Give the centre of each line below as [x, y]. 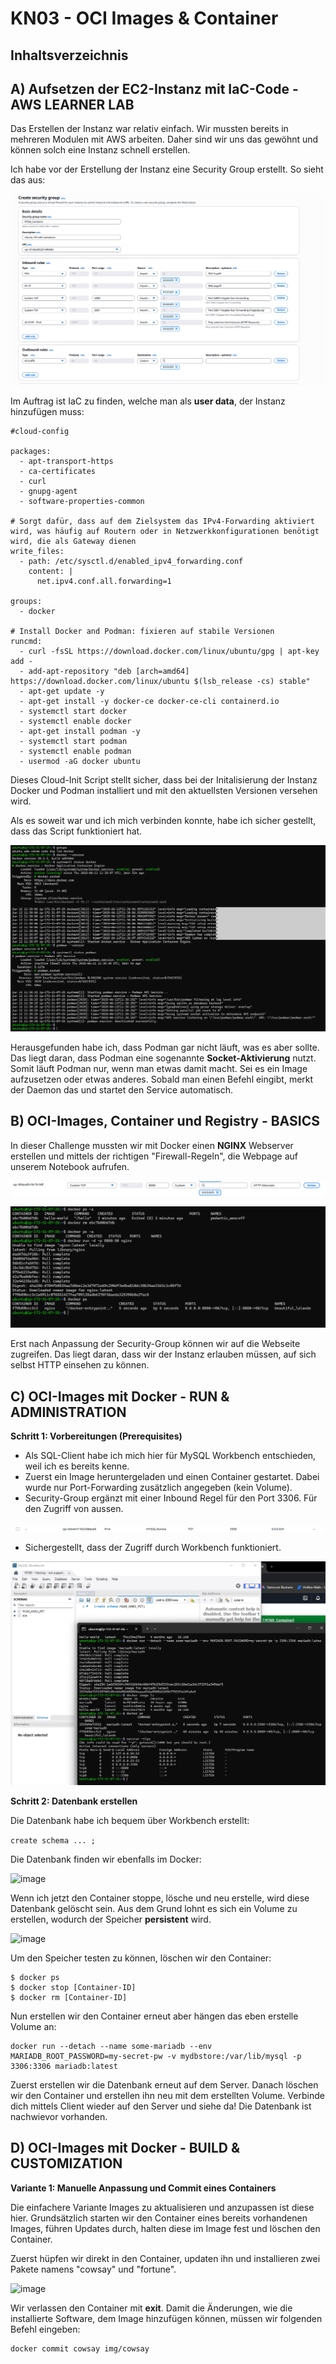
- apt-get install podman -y [80, 732]
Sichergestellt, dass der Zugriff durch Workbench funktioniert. [153, 1547]
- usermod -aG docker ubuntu [80, 762]
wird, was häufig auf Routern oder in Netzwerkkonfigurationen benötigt [165, 532]
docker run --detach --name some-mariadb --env [111, 2046]
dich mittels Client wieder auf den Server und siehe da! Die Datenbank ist [161, 2106]
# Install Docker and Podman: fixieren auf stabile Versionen [142, 632]
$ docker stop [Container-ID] [73, 1987]
